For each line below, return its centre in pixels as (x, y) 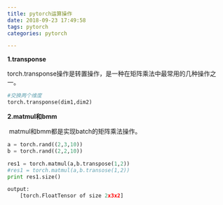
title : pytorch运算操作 (40, 14)
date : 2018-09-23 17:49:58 (47, 20)
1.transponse (27, 59)
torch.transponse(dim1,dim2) (50, 102)
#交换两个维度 (25, 96)
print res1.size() (34, 177)
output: (19, 190)
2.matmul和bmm (32, 116)
